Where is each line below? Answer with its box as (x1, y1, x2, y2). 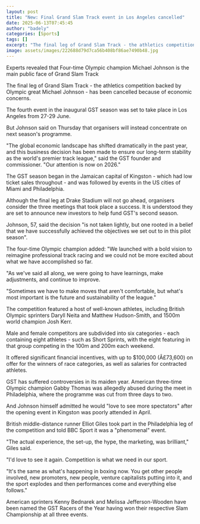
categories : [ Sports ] (6, 31, 60, 37)
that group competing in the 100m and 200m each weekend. (6, 342, 155, 349)
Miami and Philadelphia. (6, 185, 65, 192)
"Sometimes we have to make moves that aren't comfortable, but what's (6, 287, 183, 294)
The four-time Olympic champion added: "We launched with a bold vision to (6, 245, 192, 252)
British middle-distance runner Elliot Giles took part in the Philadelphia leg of (6, 420, 193, 427)
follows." (6, 486, 28, 494)
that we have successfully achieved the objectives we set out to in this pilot (6, 227, 191, 235)
